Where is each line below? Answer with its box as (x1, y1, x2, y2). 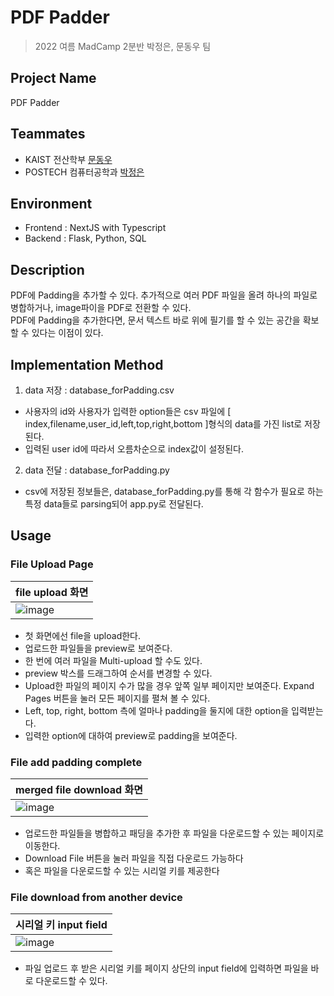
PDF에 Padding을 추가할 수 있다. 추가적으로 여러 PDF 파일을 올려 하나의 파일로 (10, 289, 318, 301)
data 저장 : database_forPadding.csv (24, 384, 175, 396)
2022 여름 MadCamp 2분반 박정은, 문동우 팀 (34, 40, 212, 52)
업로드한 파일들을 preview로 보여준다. (24, 642, 173, 654)
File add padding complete (10, 755, 143, 769)
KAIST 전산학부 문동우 (24, 153, 113, 165)
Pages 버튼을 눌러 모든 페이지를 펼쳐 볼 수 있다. (24, 692, 211, 704)
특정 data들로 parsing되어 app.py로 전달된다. (24, 498, 204, 510)
